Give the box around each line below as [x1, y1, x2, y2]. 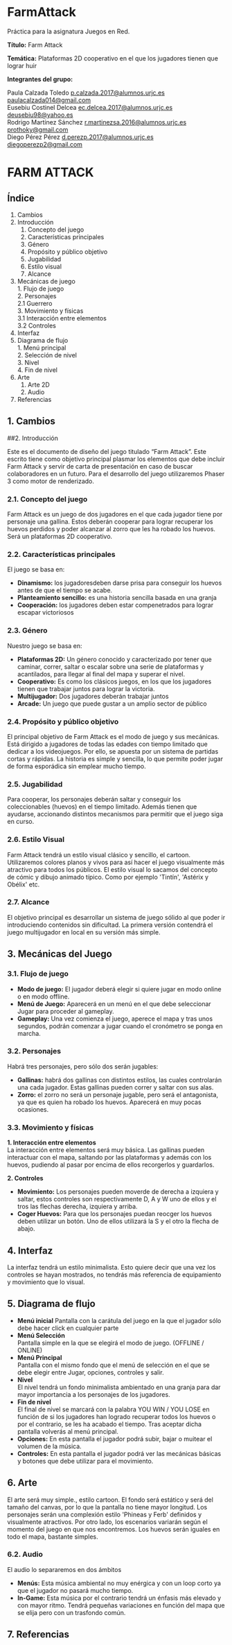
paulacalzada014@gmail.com [7, 95, 91, 104]
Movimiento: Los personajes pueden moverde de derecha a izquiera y [17, 1188, 220, 1196]
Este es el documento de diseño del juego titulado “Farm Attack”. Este [7, 447, 206, 455]
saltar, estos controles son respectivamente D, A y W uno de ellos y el [17, 1195, 217, 1204]
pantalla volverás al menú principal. [17, 1427, 119, 1436]
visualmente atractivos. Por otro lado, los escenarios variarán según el [7, 1517, 208, 1526]
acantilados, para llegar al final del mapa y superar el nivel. [17, 670, 186, 678]
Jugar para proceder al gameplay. [17, 1007, 114, 1015]
